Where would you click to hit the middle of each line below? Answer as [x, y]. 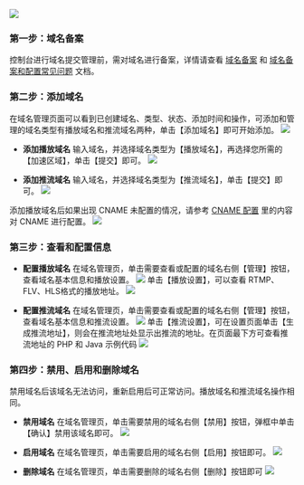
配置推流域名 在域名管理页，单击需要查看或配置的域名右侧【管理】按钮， [158, 310]
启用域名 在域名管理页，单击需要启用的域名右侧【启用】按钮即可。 [147, 452]
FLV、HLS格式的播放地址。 [73, 290]
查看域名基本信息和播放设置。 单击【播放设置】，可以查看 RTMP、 [151, 280]
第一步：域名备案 [47, 38]
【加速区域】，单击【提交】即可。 [84, 160]
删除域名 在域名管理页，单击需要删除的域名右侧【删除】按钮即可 [142, 471]
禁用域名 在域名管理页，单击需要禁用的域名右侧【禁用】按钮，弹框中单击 [158, 422]
